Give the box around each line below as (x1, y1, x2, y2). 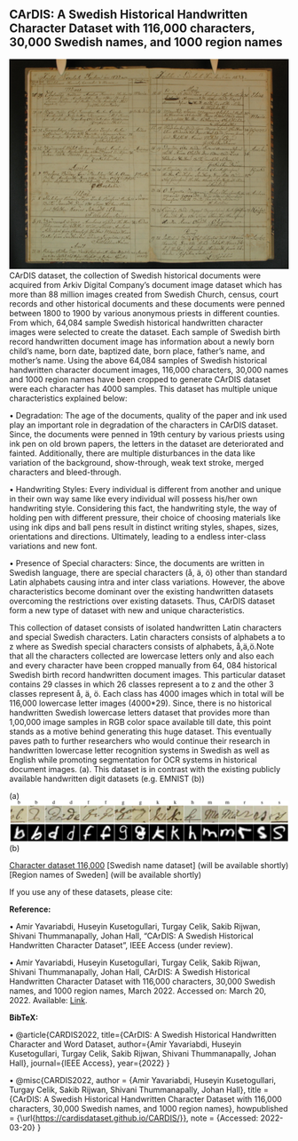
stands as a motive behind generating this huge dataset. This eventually (9, 726, 272, 737)
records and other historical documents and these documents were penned (9, 298, 286, 309)
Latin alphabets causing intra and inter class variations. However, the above (9, 577, 286, 587)
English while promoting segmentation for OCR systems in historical (9, 754, 257, 765)
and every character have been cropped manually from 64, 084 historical (9, 659, 278, 670)
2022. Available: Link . (9, 995, 88, 1006)
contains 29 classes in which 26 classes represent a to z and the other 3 (9, 679, 274, 690)
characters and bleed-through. (9, 467, 122, 477)
